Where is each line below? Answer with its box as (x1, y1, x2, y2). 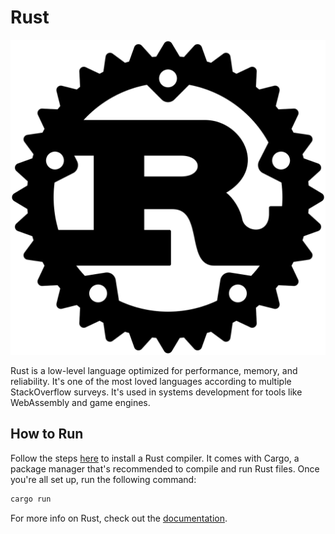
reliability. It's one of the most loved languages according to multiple (10, 375, 292, 387)
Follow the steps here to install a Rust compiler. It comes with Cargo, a (10, 452, 300, 464)
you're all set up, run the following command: (10, 473, 197, 485)
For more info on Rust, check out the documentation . (10, 512, 228, 524)
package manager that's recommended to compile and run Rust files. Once (10, 462, 320, 475)
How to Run (10, 426, 84, 443)
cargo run (10, 494, 52, 504)
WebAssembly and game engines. (10, 396, 151, 408)
